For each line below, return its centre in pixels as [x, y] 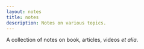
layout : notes [24, 12]
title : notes [23, 17]
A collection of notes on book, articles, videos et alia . [72, 40]
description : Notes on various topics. [56, 23]
